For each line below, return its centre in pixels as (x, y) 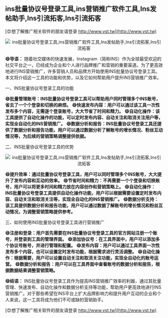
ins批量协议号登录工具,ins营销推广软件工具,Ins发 (81, 9)
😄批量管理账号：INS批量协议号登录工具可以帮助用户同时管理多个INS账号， (83, 98)
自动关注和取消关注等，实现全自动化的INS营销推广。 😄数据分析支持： (86, 199)
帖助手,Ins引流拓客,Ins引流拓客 (53, 18)
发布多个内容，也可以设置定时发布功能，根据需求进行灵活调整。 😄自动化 (80, 252)
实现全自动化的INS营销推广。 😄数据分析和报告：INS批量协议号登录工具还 (81, 123)
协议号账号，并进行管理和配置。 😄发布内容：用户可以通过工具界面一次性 (84, 245)
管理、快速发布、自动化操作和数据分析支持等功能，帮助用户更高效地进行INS (83, 287)
